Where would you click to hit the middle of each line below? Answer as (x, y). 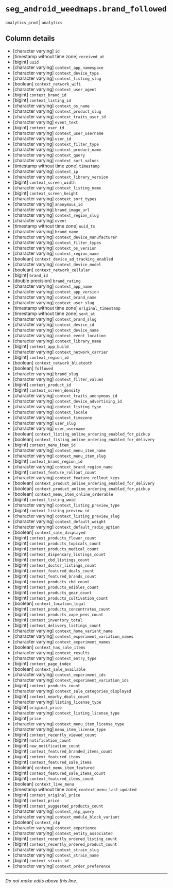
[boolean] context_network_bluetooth (53, 362)
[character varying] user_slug (44, 423)
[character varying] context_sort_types (55, 198)
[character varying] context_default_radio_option (66, 527)
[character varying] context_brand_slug (55, 319)
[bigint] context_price (36, 800)
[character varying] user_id (42, 138)
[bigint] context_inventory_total (48, 620)
